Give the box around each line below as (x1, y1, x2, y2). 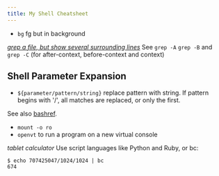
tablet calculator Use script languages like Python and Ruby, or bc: (7, 144, 199, 152)
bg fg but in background (17, 29, 86, 38)
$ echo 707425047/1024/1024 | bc (7, 157, 104, 164)
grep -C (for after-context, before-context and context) (7, 50, 165, 58)
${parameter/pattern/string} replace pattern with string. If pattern (17, 88, 209, 97)
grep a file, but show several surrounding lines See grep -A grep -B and (7, 42, 213, 51)
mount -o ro (17, 125, 52, 131)
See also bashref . (7, 109, 58, 118)
